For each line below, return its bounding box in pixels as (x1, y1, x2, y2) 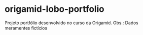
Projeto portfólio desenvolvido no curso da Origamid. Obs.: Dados (4, 20, 139, 26)
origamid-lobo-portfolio (4, 3, 105, 15)
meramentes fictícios (4, 25, 47, 31)
